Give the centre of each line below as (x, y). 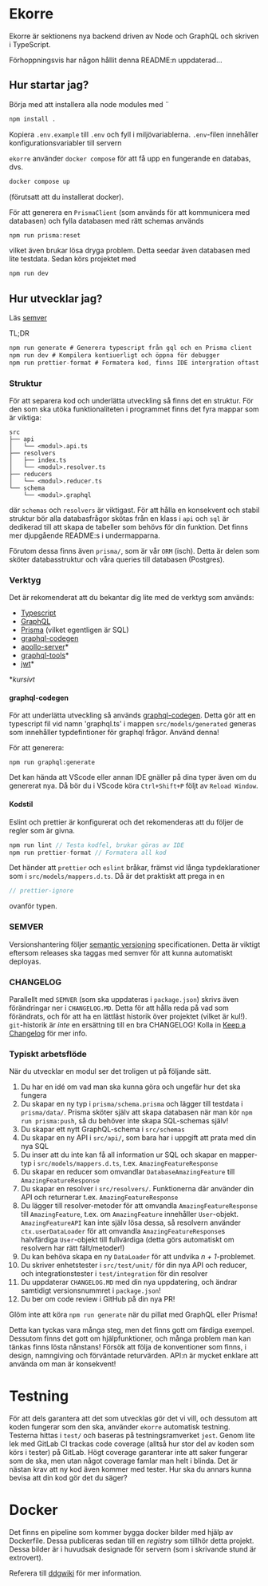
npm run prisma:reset (45, 235)
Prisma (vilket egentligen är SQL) (75, 630)
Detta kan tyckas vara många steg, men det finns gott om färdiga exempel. (132, 1330)
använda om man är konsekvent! (63, 1364)
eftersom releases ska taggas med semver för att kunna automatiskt (121, 952)
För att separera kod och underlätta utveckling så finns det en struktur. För (131, 400)
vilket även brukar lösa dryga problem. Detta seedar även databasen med (130, 250)
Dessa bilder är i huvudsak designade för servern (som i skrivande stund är (133, 1549)
